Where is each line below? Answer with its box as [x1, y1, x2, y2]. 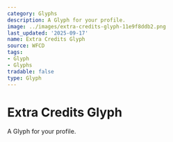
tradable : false [7, 68, 54, 75]
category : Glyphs [7, 10, 58, 17]
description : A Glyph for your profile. [7, 17, 126, 24]
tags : [7, 49, 23, 56]
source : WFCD [7, 42, 45, 49]
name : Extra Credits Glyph [7, 36, 85, 43]
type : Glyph [7, 74, 42, 82]
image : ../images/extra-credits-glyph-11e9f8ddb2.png [7, 23, 167, 30]
